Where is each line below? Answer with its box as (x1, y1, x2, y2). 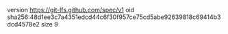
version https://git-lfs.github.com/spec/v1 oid (7, 6, 135, 14)
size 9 (40, 20, 58, 28)
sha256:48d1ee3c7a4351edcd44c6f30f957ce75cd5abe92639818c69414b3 (7, 13, 221, 21)
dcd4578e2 (7, 20, 40, 28)
